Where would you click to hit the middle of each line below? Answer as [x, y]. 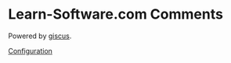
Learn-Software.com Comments [115, 14]
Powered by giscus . [40, 36]
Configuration [31, 51]
